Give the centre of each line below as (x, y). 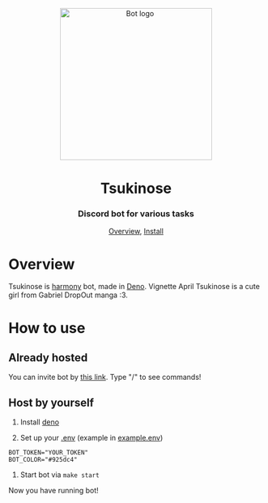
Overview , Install (136, 232)
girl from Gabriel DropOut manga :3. (68, 295)
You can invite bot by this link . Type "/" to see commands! (105, 377)
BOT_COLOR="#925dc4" (43, 460)
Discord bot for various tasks (136, 214)
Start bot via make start (60, 475)
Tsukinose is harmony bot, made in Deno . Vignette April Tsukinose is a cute (134, 287)
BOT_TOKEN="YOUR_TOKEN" (49, 453)
